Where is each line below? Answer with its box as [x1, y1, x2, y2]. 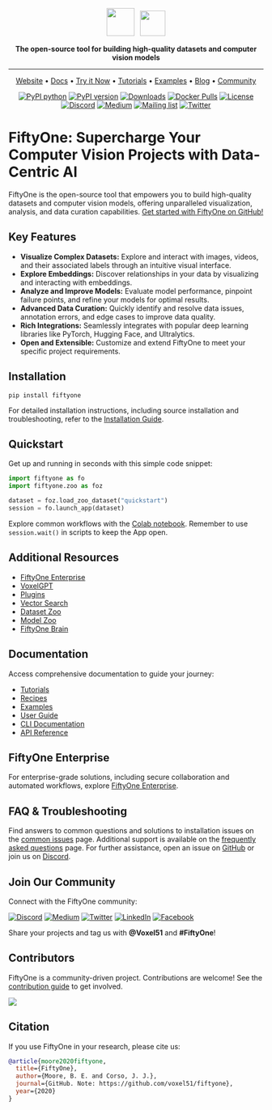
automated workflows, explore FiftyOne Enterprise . [8, 781, 179, 790]
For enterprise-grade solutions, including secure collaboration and [8, 773, 230, 782]
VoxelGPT [19, 581, 54, 591]
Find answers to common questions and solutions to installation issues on [8, 826, 254, 836]
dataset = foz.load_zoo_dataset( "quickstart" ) [8, 497, 168, 505]
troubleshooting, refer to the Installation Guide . [8, 413, 164, 424]
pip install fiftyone [8, 391, 82, 400]
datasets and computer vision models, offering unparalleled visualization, [8, 198, 253, 208]
